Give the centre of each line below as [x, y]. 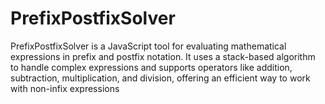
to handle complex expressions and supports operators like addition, [151, 67]
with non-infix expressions [65, 88]
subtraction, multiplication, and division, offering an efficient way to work [160, 78]
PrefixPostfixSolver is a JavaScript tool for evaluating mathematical [148, 46]
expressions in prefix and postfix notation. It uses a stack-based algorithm [163, 56]
